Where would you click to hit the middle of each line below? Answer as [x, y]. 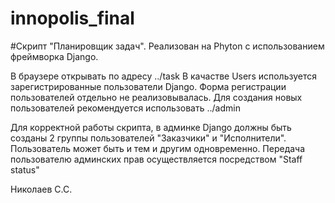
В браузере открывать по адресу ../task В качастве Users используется [163, 76]
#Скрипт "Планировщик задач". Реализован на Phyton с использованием [167, 46]
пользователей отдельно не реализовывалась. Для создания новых [156, 97]
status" [25, 169]
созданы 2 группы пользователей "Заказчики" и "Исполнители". [148, 138]
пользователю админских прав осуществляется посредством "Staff [156, 159]
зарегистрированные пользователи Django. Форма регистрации [148, 86]
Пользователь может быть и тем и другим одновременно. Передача [158, 148]
